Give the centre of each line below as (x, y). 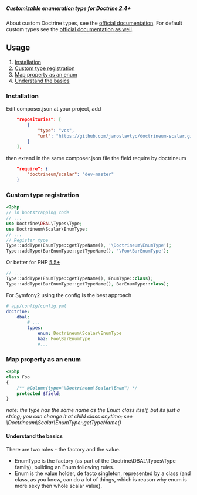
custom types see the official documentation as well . (70, 29)
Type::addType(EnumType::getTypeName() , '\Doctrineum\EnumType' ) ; (89, 245)
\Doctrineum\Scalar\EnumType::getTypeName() (64, 423)
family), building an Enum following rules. (64, 467)
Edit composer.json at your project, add (54, 109)
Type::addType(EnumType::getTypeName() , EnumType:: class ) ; (80, 278)
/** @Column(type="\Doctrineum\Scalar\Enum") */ (77, 388)
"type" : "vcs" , (56, 130)
